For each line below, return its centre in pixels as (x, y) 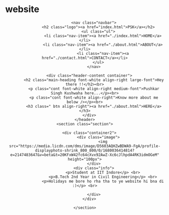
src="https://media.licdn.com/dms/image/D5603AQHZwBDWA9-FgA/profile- (85, 146)
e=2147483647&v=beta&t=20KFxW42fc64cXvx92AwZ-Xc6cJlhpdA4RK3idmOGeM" (85, 155)
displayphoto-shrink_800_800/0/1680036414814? (85, 150)
